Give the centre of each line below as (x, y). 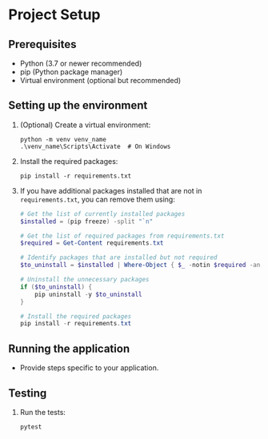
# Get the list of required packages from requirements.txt (122, 236)
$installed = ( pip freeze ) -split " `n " (86, 221)
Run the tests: (43, 412)
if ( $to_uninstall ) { (56, 287)
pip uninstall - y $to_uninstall (88, 294)
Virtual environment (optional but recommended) (100, 80)
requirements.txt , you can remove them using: (98, 199)
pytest (31, 427)
